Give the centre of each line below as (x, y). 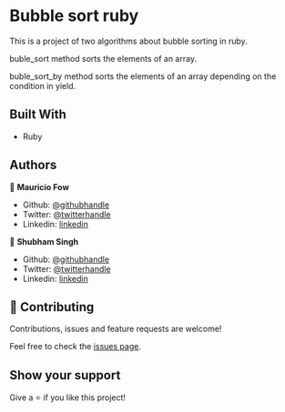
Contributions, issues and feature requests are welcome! (116, 329)
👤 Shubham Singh (44, 241)
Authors (33, 165)
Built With (38, 115)
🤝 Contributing (52, 307)
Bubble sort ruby (74, 16)
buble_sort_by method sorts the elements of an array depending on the (143, 76)
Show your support (65, 375)
